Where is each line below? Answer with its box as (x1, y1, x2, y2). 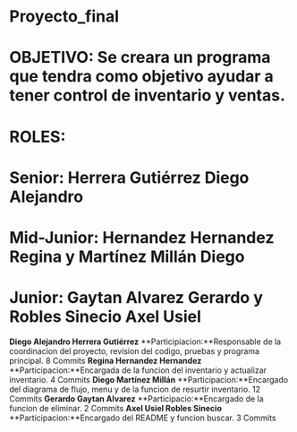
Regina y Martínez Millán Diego (9, 246, 245, 266)
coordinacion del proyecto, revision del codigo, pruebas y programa (9, 345, 260, 356)
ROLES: (9, 126, 66, 147)
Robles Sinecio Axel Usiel (9, 307, 201, 327)
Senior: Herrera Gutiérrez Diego (9, 168, 250, 187)
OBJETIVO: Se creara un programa (9, 48, 271, 68)
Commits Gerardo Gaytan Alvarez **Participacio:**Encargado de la (9, 393, 264, 404)
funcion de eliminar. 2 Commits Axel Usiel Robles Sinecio (9, 402, 222, 413)
